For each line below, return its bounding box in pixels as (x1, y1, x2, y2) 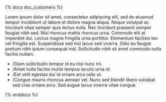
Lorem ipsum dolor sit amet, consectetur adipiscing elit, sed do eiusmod (5, 14, 154, 19)
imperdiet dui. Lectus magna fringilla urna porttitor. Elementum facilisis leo (5, 35, 158, 41)
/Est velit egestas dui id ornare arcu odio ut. (12, 71, 102, 77)
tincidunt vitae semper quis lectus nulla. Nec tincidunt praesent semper (5, 24, 152, 30)
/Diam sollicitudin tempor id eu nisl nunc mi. (12, 61, 102, 66)
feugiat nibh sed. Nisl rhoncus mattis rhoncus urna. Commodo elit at (5, 30, 146, 35)
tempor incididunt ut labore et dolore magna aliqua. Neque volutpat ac (5, 19, 150, 25)
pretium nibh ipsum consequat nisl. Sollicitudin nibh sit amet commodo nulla (5, 46, 162, 51)
